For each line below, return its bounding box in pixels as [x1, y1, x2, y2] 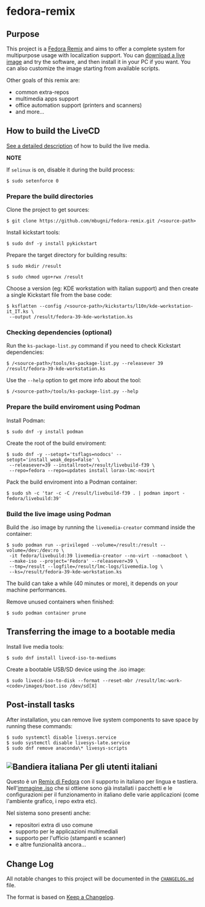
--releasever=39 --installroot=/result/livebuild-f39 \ [9, 462, 155, 468]
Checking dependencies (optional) [6, 328, 112, 337]
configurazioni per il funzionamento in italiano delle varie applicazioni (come [6, 791, 199, 798]
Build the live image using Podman [6, 509, 112, 518]
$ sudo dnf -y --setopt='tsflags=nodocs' [6, 451, 114, 457]
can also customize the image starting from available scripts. [6, 65, 160, 72]
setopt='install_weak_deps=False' [6, 457, 95, 463]
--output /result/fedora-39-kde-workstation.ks [9, 314, 133, 320]
